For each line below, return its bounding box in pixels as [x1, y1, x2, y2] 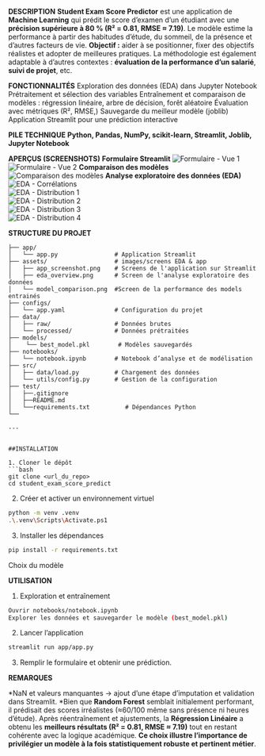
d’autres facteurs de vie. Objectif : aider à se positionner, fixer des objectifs [8, 40, 255, 50]
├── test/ [8, 382, 41, 390]
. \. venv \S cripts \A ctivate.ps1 [8, 516, 108, 524]
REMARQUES [8, 673, 53, 683]
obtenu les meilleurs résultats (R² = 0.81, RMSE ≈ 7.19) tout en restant [8, 722, 237, 732]
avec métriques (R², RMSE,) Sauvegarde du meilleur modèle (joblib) [8, 106, 229, 116]
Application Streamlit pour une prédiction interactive [8, 115, 179, 124]
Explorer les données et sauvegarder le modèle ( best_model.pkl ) [8, 614, 228, 622]
